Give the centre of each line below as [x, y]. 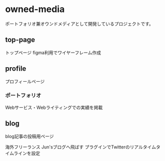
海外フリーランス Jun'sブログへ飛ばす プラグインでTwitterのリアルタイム [81, 147]
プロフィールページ [25, 81]
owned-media [35, 9]
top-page [20, 40]
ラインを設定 [27, 153]
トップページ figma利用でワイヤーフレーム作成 [53, 52]
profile [16, 69]
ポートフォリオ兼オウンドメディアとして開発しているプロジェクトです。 [79, 24]
